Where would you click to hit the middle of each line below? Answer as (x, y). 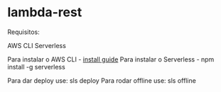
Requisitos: (24, 32)
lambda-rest (45, 12)
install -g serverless (36, 67)
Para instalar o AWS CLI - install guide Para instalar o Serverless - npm (111, 59)
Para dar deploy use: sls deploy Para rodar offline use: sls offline (102, 80)
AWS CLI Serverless (37, 45)
